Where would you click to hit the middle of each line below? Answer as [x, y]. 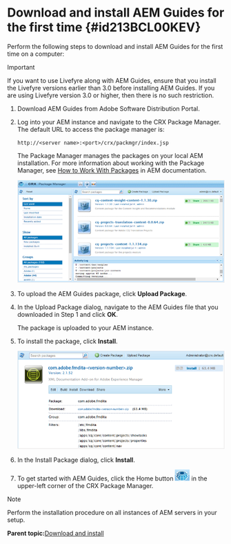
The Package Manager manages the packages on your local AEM [110, 155]
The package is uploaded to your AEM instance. [85, 328]
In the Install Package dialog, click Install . [76, 460]
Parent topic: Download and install [56, 534]
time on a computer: [36, 54]
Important [21, 67]
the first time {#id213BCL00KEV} [104, 27]
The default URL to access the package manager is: [91, 129]
